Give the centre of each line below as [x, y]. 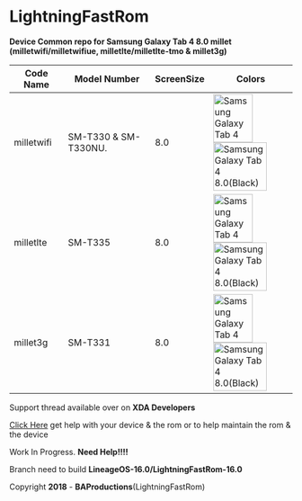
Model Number [107, 78]
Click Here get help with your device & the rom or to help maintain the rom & [150, 425]
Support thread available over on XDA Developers [102, 407]
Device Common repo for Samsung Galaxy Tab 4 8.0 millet [120, 41]
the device [29, 434]
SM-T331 [89, 342]
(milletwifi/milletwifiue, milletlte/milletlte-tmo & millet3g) [118, 50]
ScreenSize [179, 78]
